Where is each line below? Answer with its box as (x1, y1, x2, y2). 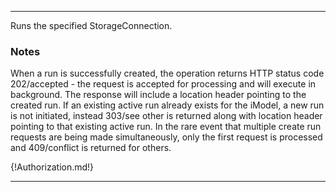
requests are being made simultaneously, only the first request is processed (10, 131, 323, 143)
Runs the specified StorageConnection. (10, 20, 173, 31)
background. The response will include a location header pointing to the (10, 89, 307, 101)
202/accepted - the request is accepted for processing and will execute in (10, 78, 317, 90)
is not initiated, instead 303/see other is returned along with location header (10, 110, 323, 122)
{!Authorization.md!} (10, 161, 95, 173)
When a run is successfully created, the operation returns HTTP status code (10, 67, 325, 80)
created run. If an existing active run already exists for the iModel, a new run (10, 99, 325, 111)
